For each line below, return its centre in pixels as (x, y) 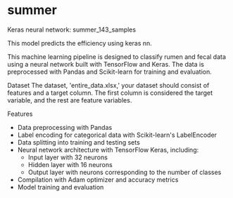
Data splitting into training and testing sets (79, 142)
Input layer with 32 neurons (68, 157)
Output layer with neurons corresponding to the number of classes (125, 172)
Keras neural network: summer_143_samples (71, 29)
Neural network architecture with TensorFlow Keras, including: (108, 150)
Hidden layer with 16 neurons (70, 164)
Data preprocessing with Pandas (65, 127)
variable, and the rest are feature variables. (70, 100)
